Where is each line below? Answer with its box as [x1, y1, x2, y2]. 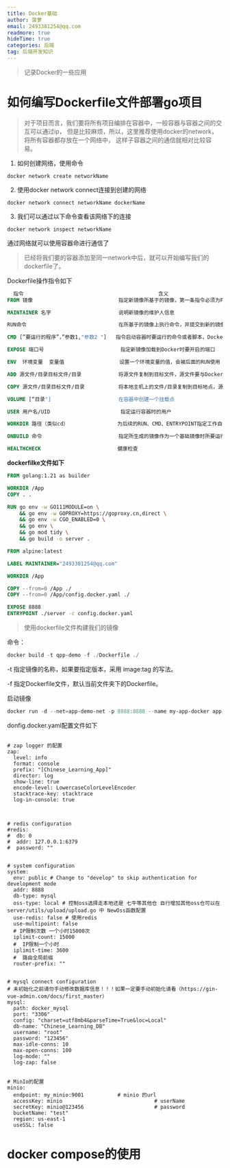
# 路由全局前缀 [13, 954, 53, 961]
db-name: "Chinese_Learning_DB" [13, 1022, 106, 1030]
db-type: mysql [13, 892, 57, 900]
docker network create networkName [7, 172, 109, 179]
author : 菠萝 [7, 16, 42, 23]
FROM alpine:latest [7, 547, 63, 555]
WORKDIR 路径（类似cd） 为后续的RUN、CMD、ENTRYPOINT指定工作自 [7, 420, 222, 428]
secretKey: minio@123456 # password [13, 1103, 186, 1110]
